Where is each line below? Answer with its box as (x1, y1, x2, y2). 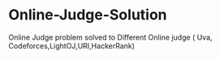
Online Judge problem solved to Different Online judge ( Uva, (8, 32, 213, 42)
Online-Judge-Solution (8, 6, 168, 24)
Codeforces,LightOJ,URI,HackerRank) (8, 40, 136, 50)
